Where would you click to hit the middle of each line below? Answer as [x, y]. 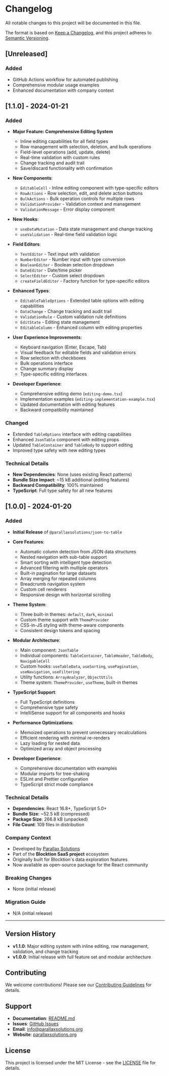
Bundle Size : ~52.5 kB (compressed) [51, 814]
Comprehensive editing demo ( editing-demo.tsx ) [71, 394]
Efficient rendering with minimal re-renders [65, 738]
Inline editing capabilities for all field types [64, 141]
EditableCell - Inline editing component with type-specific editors [89, 188]
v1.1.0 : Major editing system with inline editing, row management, [81, 946]
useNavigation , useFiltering [50, 671]
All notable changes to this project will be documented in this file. [73, 23]
